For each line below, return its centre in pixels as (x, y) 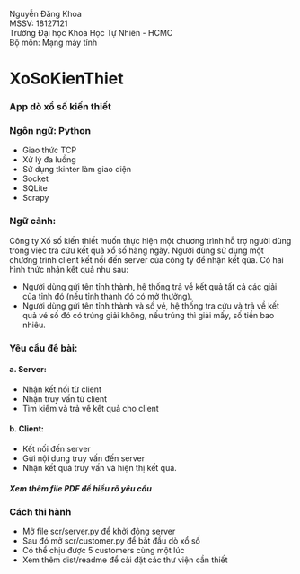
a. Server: (28, 370)
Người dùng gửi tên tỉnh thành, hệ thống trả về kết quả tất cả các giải (150, 286)
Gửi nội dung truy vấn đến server (84, 458)
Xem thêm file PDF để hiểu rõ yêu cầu (81, 488)
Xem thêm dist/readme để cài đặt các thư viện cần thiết (125, 560)
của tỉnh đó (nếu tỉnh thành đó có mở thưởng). (107, 296)
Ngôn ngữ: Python (50, 131)
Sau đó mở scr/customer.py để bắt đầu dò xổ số (111, 541)
